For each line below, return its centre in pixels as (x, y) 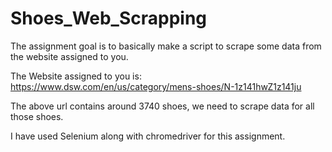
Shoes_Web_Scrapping (109, 18)
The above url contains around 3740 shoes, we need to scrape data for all (162, 106)
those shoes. (37, 116)
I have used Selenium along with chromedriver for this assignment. (148, 136)
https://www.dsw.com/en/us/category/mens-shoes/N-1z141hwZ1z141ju (156, 86)
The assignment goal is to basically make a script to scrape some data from (166, 46)
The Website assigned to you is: (76, 76)
